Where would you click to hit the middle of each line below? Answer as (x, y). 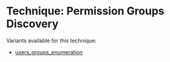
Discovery (33, 24)
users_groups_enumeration (49, 52)
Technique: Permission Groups (85, 11)
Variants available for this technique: (52, 40)
